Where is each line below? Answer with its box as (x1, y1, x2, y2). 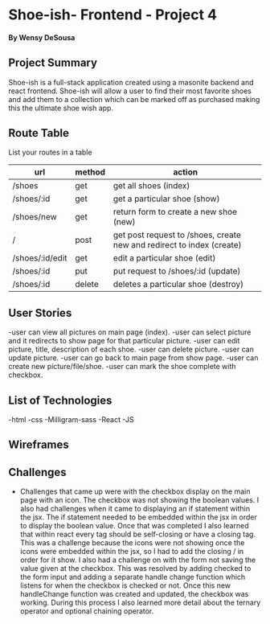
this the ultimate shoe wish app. (8, 103, 114, 113)
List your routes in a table (8, 147, 92, 158)
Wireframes (8, 438, 70, 452)
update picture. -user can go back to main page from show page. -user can (8, 353, 259, 363)
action (173, 166, 198, 178)
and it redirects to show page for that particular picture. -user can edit (8, 336, 240, 346)
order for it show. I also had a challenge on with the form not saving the (19, 555, 256, 564)
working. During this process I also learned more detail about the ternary (19, 597, 261, 608)
